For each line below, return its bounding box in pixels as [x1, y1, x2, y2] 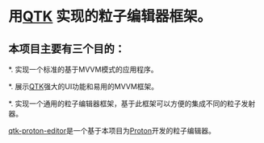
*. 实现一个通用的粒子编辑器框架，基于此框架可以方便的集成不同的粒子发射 [8, 99, 256, 108]
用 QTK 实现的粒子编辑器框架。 [8, 7, 212, 26]
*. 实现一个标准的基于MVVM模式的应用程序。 [8, 65, 158, 74]
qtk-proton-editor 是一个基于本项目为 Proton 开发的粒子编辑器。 [8, 126, 216, 135]
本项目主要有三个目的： [8, 42, 125, 55]
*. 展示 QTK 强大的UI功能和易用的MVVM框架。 [8, 82, 159, 91]
